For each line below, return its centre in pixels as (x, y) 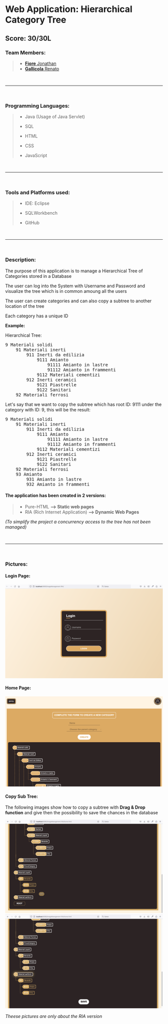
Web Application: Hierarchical (69, 9)
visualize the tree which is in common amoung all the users (66, 291)
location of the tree (25, 306)
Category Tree (36, 20)
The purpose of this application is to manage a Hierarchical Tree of (74, 271)
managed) (16, 527)
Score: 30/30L (28, 38)
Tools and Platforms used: (37, 193)
